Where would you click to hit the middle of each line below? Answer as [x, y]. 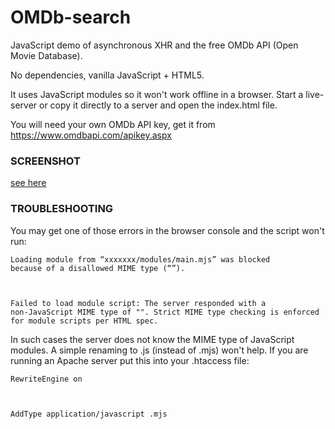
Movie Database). [46, 55]
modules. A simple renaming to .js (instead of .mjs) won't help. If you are [159, 350]
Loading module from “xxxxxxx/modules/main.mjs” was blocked [140, 259]
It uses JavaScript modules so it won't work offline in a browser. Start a [157, 94]
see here [28, 183]
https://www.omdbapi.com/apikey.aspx [91, 135]
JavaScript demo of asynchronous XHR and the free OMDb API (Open [154, 45]
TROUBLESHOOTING [62, 209]
